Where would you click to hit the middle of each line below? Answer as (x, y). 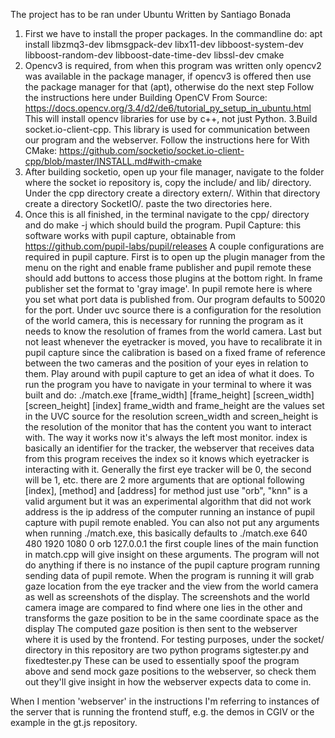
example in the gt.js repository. (74, 722)
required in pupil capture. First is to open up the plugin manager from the (175, 257)
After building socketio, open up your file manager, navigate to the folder (174, 172)
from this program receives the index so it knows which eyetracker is (167, 458)
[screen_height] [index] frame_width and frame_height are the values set (174, 405)
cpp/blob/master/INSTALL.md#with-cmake (113, 161)
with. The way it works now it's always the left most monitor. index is (166, 437)
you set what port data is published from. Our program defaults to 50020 (175, 299)
